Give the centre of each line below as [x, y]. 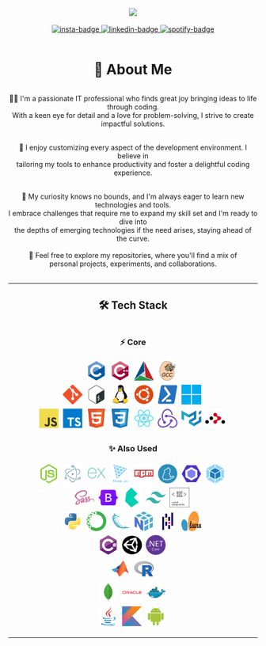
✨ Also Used [133, 448]
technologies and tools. [133, 204]
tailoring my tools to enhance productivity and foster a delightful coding [133, 164]
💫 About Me [133, 70]
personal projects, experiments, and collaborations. [133, 264]
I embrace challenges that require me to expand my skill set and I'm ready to [133, 213]
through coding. [133, 107]
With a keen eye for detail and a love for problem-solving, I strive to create [133, 115]
